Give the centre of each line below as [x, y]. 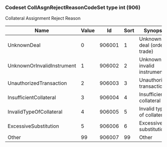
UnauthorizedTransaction [37, 83]
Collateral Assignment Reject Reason [43, 18]
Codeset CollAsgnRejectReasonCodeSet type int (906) [73, 7]
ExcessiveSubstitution [34, 126]
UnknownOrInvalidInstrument [42, 66]
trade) [146, 51]
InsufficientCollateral [32, 98]
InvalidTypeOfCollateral [35, 112]
